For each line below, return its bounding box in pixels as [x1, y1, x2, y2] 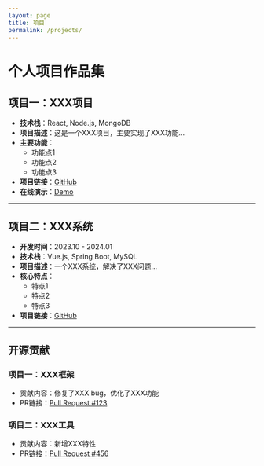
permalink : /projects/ [8, 26, 82, 34]
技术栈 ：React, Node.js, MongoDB [19, 119, 131, 128]
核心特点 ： [19, 272, 55, 281]
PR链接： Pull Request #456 [19, 449, 109, 458]
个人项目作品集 [8, 62, 105, 80]
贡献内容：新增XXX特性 [19, 439, 97, 449]
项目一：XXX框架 [8, 369, 75, 380]
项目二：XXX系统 [8, 219, 93, 233]
